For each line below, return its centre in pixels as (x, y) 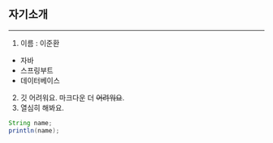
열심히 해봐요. (42, 107)
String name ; (30, 123)
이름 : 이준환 (40, 43)
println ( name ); (34, 130)
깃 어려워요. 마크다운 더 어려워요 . (72, 97)
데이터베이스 (40, 80)
